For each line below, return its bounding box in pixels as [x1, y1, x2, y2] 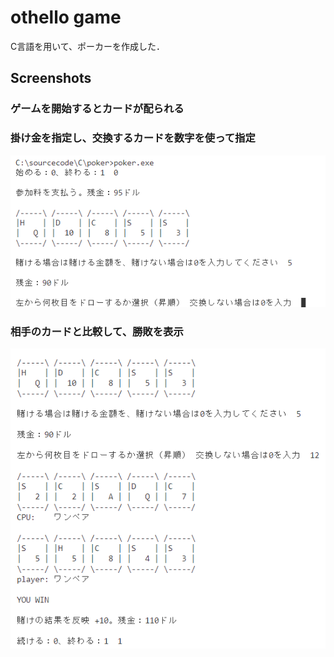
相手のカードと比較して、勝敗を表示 [10, 324, 184, 338]
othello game [10, 6, 122, 29]
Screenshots [10, 70, 92, 87]
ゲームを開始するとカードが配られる [10, 102, 185, 116]
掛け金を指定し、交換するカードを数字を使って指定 [10, 131, 256, 145]
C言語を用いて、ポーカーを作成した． [10, 40, 166, 52]
